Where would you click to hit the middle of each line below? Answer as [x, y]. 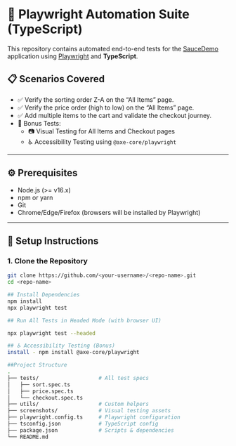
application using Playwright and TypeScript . [73, 56]
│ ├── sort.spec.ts [39, 385]
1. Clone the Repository [47, 261]
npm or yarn [35, 197]
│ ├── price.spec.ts [40, 391]
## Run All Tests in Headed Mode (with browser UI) [84, 320]
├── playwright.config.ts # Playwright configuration [94, 417]
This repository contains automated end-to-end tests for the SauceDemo [113, 48]
